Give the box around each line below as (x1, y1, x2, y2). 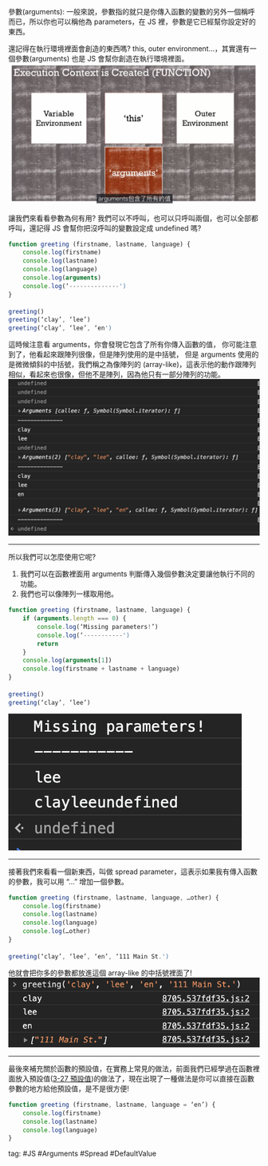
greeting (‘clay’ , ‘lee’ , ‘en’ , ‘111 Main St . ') (8, 952, 170, 960)
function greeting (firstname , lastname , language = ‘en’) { (8, 1101, 216, 1109)
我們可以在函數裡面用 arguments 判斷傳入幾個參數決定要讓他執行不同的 (19, 569, 255, 579)
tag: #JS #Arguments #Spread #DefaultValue (8, 1148, 157, 1159)
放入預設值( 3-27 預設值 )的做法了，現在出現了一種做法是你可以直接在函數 (14, 1073, 255, 1083)
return (37, 639, 59, 648)
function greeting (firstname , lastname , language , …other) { (8, 893, 219, 902)
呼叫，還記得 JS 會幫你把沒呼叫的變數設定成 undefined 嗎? (8, 223, 202, 233)
